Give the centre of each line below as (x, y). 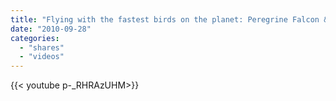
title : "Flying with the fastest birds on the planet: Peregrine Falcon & (169, 19)
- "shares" (42, 47)
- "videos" (42, 57)
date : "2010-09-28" (51, 29)
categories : (35, 38)
